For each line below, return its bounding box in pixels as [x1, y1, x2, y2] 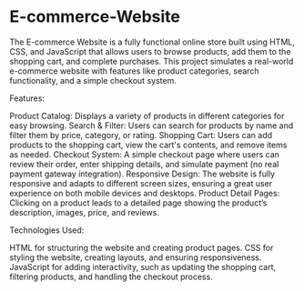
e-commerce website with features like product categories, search [9, 65, 259, 76]
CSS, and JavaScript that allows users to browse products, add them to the [9, 45, 291, 56]
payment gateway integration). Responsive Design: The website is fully [9, 168, 276, 179]
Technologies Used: [9, 225, 85, 236]
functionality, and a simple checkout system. [9, 75, 177, 85]
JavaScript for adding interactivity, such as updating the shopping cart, [9, 261, 277, 272]
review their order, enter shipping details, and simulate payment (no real [9, 158, 279, 169]
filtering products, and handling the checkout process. [9, 271, 214, 282]
